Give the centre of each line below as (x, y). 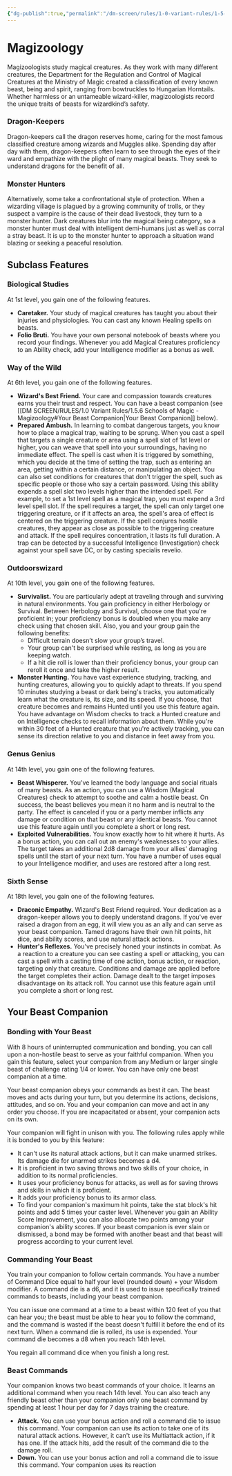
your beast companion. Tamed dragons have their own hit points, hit (114, 932)
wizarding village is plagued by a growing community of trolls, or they (106, 206)
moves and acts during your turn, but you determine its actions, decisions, (113, 1097)
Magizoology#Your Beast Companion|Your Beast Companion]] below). (118, 418)
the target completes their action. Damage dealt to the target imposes (116, 976)
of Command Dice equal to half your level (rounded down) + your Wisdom (112, 1282)
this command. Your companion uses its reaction (87, 1465)
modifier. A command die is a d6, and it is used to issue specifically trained (113, 1289)
